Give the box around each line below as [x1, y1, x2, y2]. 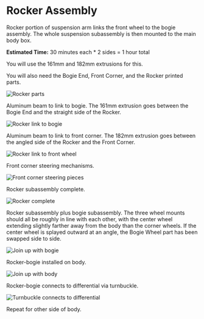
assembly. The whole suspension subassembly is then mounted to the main [6, 30, 196, 37]
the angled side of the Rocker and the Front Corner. [6, 138, 136, 146]
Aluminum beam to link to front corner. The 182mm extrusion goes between [6, 132, 196, 139]
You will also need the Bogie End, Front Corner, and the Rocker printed [6, 72, 183, 79]
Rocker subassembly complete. [6, 185, 85, 193]
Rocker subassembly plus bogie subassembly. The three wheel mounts [6, 209, 185, 216]
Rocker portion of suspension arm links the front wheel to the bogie [6, 24, 176, 31]
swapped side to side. [6, 235, 62, 242]
